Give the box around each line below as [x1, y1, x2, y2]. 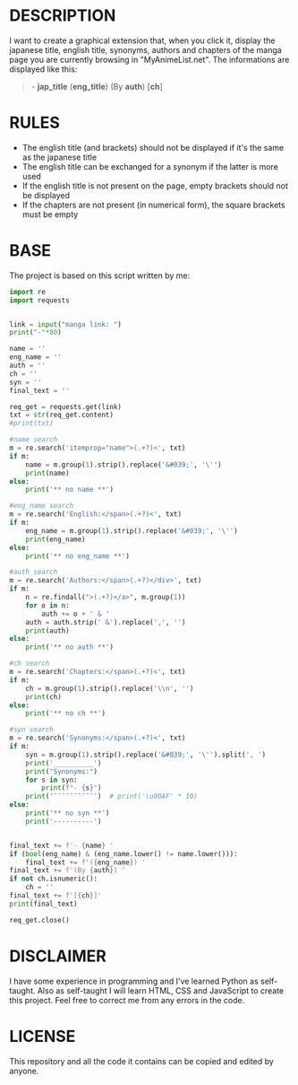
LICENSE [9, 1026, 76, 1046]
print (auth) [25, 626, 70, 635]
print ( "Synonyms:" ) [25, 766, 98, 776]
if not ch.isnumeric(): [9, 874, 98, 884]
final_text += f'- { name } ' [9, 841, 115, 850]
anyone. [9, 1065, 39, 1076]
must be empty [21, 208, 79, 220]
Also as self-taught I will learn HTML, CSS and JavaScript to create [37, 984, 285, 996]
